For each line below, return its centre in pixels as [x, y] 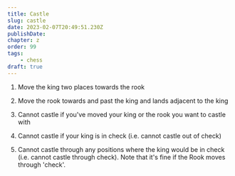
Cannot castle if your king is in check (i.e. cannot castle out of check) [120, 136]
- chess [31, 60]
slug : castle [27, 21]
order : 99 [22, 47]
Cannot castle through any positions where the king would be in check [121, 149]
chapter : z [23, 40]
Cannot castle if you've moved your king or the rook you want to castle [122, 114]
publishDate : [27, 34]
